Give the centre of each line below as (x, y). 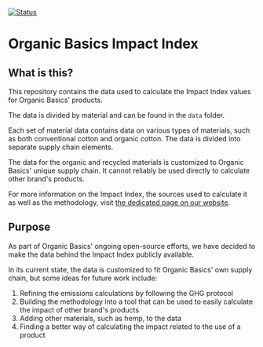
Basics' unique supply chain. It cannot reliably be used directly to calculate (129, 170)
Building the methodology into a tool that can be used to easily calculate (136, 301)
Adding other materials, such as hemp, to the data (100, 318)
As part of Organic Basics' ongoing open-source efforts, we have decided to (132, 246)
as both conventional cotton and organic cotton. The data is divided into (124, 139)
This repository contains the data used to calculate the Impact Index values (130, 91)
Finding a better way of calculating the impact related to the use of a (130, 327)
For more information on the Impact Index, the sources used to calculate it (128, 194)
